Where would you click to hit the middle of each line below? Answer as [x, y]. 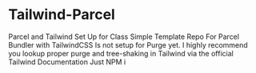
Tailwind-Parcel [62, 15]
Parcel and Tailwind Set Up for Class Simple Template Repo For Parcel [124, 36]
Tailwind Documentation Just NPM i [67, 62]
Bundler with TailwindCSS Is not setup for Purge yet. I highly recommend [128, 44]
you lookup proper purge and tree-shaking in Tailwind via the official [121, 53]
